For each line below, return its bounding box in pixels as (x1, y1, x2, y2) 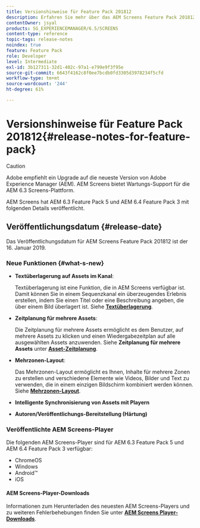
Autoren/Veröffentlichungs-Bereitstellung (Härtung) (14, 410, 148, 418)
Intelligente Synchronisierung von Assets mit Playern (14, 399, 150, 406)
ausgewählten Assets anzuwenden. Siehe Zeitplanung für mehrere (14, 338, 181, 346)
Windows (14, 463, 38, 470)
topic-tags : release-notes (6, 36, 73, 42)
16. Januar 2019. (6, 244, 46, 251)
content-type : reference (6, 31, 68, 37)
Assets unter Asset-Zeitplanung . (14, 345, 98, 352)
